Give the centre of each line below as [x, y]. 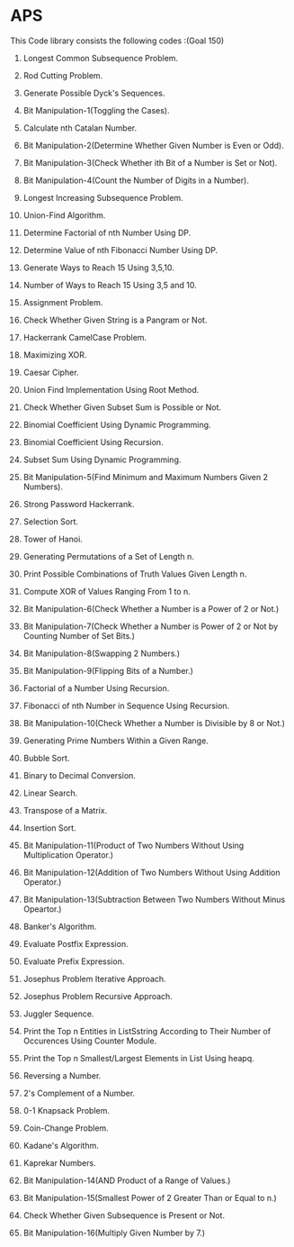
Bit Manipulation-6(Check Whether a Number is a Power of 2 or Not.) [151, 608]
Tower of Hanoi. [53, 539]
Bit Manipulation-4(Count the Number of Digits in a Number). [136, 180]
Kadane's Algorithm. [61, 1145]
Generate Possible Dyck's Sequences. [94, 93]
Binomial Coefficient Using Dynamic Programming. [117, 424]
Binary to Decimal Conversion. [79, 775]
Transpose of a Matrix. [65, 810]
